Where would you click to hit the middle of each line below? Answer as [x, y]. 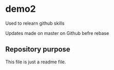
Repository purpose [38, 49]
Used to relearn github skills [35, 23]
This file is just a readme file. [36, 62]
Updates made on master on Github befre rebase [57, 33]
